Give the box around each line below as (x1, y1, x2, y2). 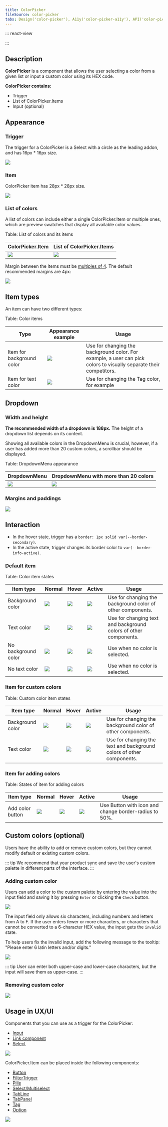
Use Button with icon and (99, 801, 159, 809)
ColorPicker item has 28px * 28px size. (5, 183, 86, 189)
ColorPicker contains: (5, 83, 51, 89)
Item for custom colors (5, 684, 61, 691)
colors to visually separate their (85, 361, 160, 368)
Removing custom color (5, 982, 64, 988)
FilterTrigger (12, 1075, 38, 1081)
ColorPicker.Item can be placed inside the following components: (5, 1060, 139, 1066)
